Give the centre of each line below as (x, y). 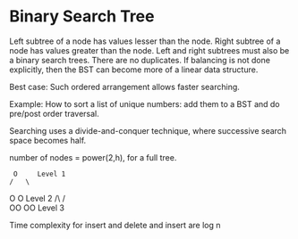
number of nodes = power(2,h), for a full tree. (93, 157)
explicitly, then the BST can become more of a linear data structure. (134, 70)
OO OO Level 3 (37, 208)
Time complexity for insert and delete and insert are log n (115, 225)
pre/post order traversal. (55, 113)
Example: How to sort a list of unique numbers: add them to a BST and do (145, 103)
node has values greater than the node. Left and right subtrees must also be (149, 50)
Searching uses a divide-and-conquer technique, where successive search (148, 130)
